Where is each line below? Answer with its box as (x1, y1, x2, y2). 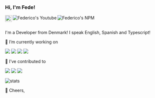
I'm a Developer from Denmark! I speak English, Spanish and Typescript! (5, 30, 151, 36)
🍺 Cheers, (5, 87, 25, 94)
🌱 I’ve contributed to (5, 59, 46, 64)
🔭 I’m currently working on (5, 39, 58, 45)
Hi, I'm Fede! (5, 4, 36, 11)
